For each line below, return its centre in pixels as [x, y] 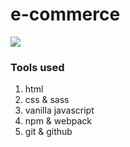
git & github [48, 132]
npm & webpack [58, 121]
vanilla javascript [59, 110]
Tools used [37, 67]
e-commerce [65, 14]
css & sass [47, 100]
